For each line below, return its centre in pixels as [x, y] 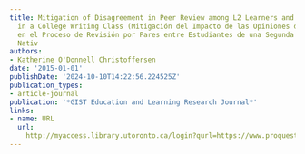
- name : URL [32, 119]
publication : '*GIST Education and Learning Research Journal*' [133, 102]
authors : [26, 52]
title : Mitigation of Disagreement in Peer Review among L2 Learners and [152, 18]
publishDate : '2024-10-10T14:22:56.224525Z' [95, 77]
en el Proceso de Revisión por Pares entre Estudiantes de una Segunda [156, 34]
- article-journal [44, 93]
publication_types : [46, 85]
